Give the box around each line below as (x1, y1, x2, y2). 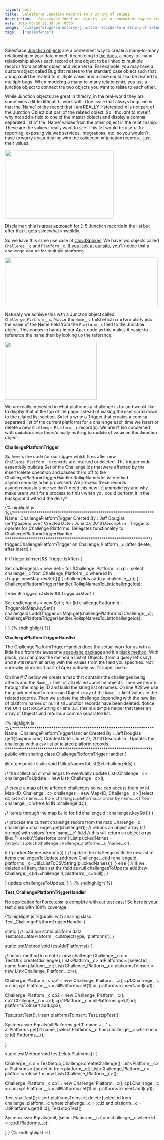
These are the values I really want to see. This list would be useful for (5, 125, 145, 130)
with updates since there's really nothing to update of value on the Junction (5, 430, 157, 435)
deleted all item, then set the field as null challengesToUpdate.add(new (5, 866, 148, 871)
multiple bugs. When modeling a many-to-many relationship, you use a (5, 79, 147, 85)
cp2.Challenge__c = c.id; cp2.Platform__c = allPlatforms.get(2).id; (5, 998, 137, 1003)
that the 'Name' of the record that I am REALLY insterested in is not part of (5, 104, 155, 110)
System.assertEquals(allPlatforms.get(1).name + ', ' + (5, 1022, 111, 1027)
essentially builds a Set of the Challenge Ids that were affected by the (5, 464, 145, 470)
